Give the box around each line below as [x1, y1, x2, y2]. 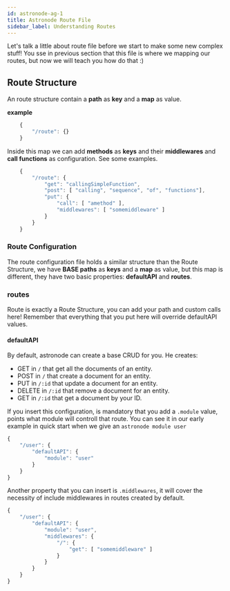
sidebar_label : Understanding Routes [7, 23, 116, 30]
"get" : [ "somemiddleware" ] [68, 545, 153, 553]
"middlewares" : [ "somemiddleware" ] [56, 207, 166, 214]
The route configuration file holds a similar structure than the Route [7, 257, 198, 266]
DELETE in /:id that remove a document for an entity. [17, 386, 170, 395]
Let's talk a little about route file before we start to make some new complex [7, 42, 223, 50]
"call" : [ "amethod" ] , [56, 200, 126, 207]
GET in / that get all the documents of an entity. [17, 364, 153, 373]
